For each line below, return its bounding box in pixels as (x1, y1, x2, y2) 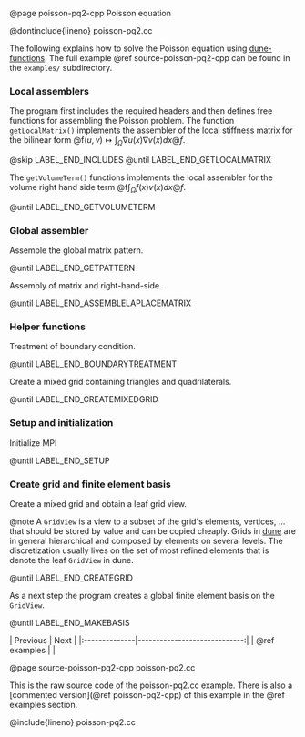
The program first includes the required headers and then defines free (9, 106, 273, 116)
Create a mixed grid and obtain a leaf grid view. (9, 499, 188, 510)
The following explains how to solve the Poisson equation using (9, 43, 248, 54)
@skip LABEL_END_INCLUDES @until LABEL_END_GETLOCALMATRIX (9, 155, 271, 166)
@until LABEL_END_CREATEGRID (9, 572, 134, 583)
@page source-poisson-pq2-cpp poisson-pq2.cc (9, 662, 196, 673)
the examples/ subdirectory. (9, 63, 113, 73)
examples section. (9, 700, 78, 711)
